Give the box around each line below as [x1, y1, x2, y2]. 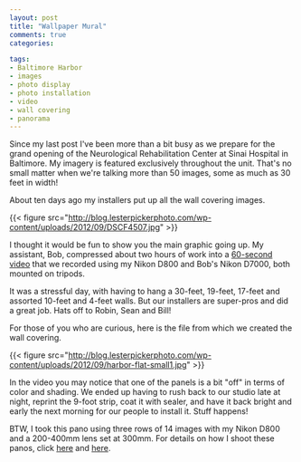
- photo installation [9, 88, 91, 98]
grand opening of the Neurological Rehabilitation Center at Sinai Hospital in [9, 149, 289, 159]
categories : [9, 38, 54, 48]
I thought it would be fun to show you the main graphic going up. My [9, 239, 264, 250]
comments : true [9, 30, 67, 39]
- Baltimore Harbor [9, 63, 83, 72]
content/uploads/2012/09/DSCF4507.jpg [9, 222, 161, 233]
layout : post [9, 13, 59, 23]
